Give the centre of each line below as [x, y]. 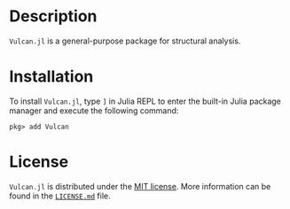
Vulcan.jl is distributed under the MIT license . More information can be [140, 186]
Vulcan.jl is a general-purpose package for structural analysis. [125, 41]
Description [53, 16]
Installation [51, 77]
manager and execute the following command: [94, 110]
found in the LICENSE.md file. [60, 196]
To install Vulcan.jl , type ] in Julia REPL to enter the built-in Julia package [145, 101]
